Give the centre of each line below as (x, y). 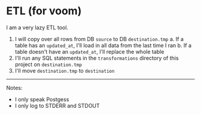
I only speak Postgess (42, 99)
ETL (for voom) (44, 11)
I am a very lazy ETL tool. (37, 27)
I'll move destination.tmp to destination (65, 70)
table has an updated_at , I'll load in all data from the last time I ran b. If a (103, 45)
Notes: (14, 88)
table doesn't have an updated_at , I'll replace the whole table (89, 51)
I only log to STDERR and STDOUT (57, 105)
